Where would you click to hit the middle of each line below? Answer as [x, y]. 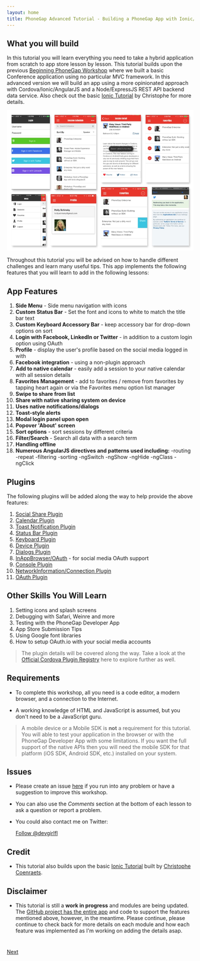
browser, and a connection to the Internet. [66, 699]
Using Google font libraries [48, 635]
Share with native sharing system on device [71, 400]
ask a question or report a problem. [58, 810]
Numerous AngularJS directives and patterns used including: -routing [103, 451]
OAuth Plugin [31, 577]
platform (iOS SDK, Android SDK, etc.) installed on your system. [99, 753]
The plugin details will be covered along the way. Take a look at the [103, 653]
